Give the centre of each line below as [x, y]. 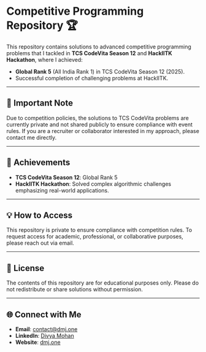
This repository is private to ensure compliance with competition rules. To [99, 230]
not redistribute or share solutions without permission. [74, 289]
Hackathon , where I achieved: [44, 59]
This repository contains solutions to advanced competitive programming [99, 47]
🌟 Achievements [38, 163]
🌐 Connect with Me [44, 314]
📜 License [25, 268]
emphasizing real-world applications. [62, 190]
